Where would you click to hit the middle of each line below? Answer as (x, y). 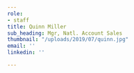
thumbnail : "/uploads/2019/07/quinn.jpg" (68, 40)
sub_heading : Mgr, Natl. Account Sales (65, 33)
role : (15, 14)
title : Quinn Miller (37, 26)
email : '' (22, 46)
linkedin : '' (26, 53)
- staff (18, 20)
